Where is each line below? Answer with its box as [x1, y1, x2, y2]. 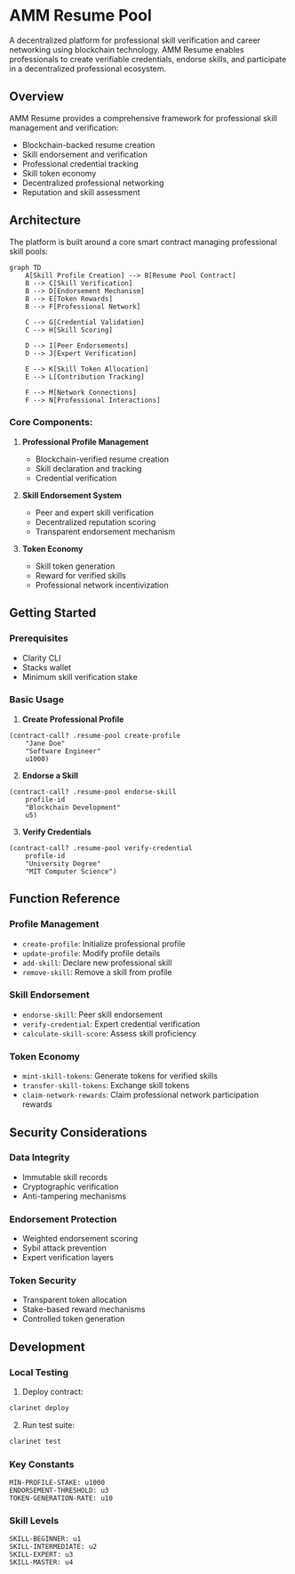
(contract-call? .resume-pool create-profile [9, 731, 180, 740]
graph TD [9, 263, 42, 272]
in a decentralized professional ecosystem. [9, 63, 167, 74]
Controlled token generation [21, 1314, 125, 1324]
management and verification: [9, 122, 119, 133]
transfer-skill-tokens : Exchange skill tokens [21, 1080, 190, 1091]
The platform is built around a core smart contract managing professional [9, 236, 277, 247]
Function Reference [9, 891, 121, 906]
